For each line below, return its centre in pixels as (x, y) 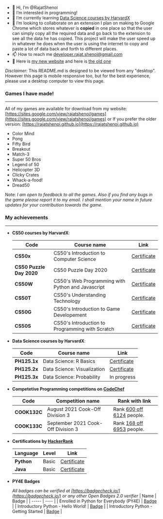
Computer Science (74, 259)
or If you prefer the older (132, 119)
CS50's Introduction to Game (87, 309)
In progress (122, 377)
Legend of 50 (26, 165)
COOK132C (28, 412)
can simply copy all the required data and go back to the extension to (81, 33)
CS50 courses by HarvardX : (41, 233)
